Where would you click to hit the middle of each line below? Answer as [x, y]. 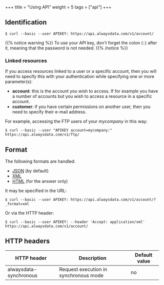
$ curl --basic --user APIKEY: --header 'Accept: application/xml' [75, 222]
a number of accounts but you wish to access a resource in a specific [82, 96]
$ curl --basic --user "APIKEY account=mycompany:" [59, 131]
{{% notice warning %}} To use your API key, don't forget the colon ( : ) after [81, 43]
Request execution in [83, 269]
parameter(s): [19, 82]
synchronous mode [82, 275]
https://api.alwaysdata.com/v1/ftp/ [42, 135]
